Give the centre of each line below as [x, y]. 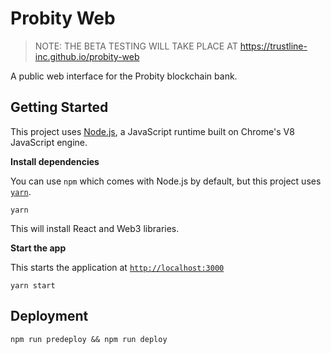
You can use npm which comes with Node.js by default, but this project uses [166, 181]
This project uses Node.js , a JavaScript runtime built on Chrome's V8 [152, 131]
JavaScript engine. [49, 142]
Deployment [49, 316]
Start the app [38, 248]
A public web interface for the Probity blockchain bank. [124, 76]
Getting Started [59, 107]
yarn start [33, 285]
